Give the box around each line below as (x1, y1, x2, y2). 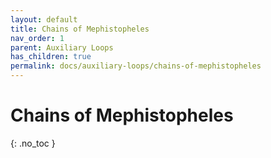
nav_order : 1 (10, 33, 65, 43)
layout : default (10, 14, 78, 25)
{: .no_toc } (10, 137, 56, 149)
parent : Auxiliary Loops (10, 42, 114, 53)
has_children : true (10, 52, 92, 62)
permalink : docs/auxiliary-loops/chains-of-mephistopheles (10, 61, 262, 71)
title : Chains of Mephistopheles (10, 24, 150, 34)
